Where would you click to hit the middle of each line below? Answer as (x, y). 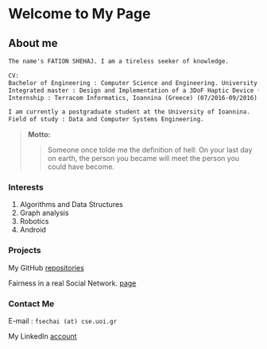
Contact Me (31, 304)
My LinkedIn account (43, 336)
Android (33, 230)
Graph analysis (44, 213)
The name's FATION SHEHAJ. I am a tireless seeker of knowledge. (118, 61)
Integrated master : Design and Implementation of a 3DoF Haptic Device (131, 90)
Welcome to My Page (79, 14)
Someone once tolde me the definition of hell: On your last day (150, 150)
